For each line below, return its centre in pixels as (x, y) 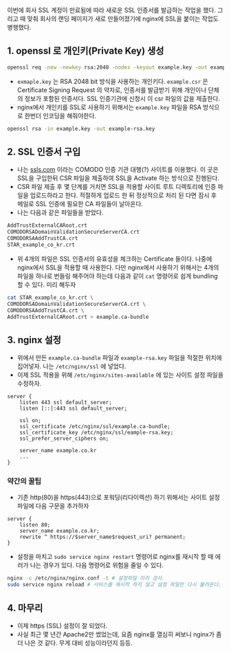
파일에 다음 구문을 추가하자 (53, 506)
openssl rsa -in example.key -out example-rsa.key (81, 129)
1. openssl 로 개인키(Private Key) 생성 (86, 51)
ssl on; (30, 421)
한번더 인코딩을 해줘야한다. (60, 115)
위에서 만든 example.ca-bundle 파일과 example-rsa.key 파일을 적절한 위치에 (119, 358)
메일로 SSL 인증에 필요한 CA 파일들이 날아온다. (80, 204)
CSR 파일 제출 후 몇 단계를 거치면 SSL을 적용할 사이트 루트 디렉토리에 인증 (117, 187)
